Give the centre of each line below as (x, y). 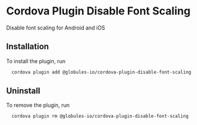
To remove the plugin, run (38, 105)
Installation (28, 47)
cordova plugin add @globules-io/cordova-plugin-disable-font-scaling (101, 72)
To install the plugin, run (36, 61)
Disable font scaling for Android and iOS (56, 28)
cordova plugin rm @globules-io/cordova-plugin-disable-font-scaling (100, 116)
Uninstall (23, 91)
